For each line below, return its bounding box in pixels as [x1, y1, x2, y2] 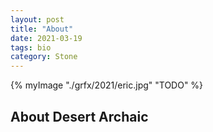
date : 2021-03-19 [10, 33, 83, 43]
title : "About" [10, 24, 74, 34]
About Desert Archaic [10, 108, 149, 125]
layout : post [10, 14, 65, 25]
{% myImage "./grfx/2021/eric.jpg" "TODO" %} [10, 79, 204, 91]
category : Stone [10, 52, 78, 62]
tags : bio [10, 42, 52, 53]
